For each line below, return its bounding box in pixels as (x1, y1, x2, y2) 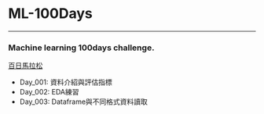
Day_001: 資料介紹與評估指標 (19, 77, 112, 87)
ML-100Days (8, 5, 93, 23)
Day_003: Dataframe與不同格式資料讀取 (19, 97, 148, 106)
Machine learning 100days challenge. (8, 42, 155, 53)
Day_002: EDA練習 (19, 87, 79, 97)
